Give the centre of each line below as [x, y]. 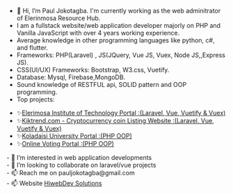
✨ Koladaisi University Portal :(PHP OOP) [74, 136]
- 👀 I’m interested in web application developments [79, 157]
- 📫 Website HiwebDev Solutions [54, 183]
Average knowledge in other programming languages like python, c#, [115, 40]
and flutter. [32, 48]
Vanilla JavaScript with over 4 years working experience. [98, 33]
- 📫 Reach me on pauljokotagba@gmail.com [71, 173]
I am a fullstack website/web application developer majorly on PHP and [118, 25]
